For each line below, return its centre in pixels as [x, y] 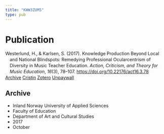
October [21, 127]
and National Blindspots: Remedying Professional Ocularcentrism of [80, 60]
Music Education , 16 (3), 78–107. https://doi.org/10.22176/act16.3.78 [79, 72]
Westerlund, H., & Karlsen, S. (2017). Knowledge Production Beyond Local [82, 54]
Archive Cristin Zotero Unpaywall [40, 77]
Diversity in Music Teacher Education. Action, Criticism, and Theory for [84, 66]
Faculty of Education [34, 111]
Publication [30, 40]
